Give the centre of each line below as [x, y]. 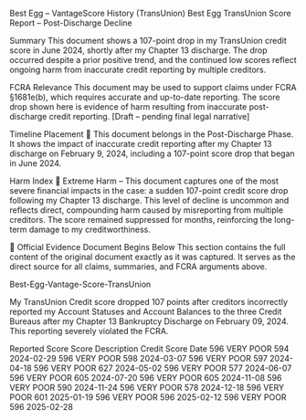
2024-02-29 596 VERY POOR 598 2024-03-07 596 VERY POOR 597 [138, 358]
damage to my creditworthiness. [90, 229]
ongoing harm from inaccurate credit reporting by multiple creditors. [138, 69]
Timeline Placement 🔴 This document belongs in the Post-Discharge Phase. [152, 134]
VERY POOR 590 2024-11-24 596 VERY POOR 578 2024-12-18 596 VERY [147, 388]
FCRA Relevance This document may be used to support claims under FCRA [153, 87]
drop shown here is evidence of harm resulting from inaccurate [128, 107]
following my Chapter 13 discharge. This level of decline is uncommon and [149, 200]
